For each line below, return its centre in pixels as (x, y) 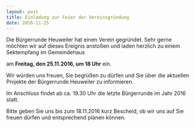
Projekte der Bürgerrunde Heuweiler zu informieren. (70, 82)
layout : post (22, 12)
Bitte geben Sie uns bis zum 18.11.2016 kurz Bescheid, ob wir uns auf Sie (95, 111)
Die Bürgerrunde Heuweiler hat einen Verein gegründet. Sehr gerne (89, 40)
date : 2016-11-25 (28, 23)
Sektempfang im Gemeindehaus (46, 52)
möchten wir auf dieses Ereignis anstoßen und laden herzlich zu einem (93, 46)
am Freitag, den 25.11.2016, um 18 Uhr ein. (59, 64)
